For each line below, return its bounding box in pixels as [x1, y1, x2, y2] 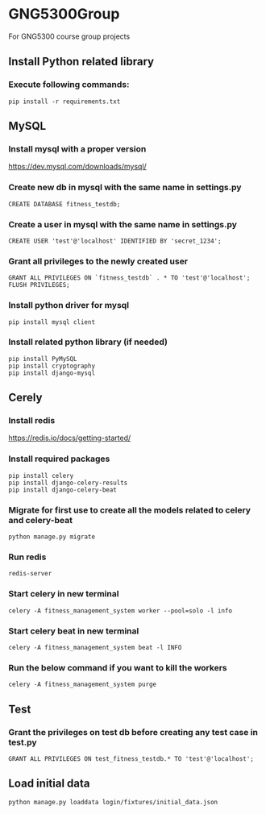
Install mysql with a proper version [8, 143, 147, 154]
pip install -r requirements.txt [8, 98, 121, 106]
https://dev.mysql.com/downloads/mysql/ [8, 162, 147, 172]
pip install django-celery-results [8, 479, 128, 487]
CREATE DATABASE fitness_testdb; [8, 200, 121, 208]
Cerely [8, 391, 43, 405]
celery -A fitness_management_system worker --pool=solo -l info [8, 606, 232, 615]
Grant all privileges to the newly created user [8, 255, 188, 267]
